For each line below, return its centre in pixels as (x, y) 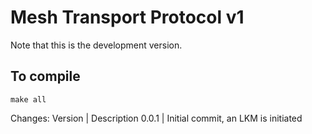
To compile (45, 76)
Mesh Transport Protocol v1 (127, 17)
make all (28, 99)
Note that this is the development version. (96, 45)
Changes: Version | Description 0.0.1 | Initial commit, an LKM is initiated (156, 118)
